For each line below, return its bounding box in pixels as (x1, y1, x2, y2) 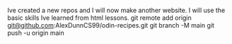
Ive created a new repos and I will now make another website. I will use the (7, 6, 226, 14)
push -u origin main (7, 28, 65, 37)
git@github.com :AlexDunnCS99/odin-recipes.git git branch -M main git (7, 21, 214, 29)
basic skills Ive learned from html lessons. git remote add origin (7, 13, 192, 22)
